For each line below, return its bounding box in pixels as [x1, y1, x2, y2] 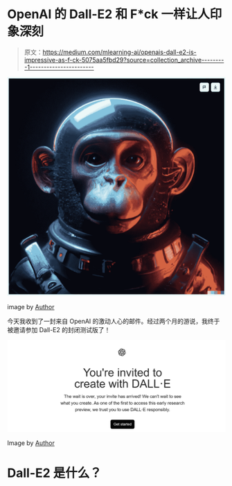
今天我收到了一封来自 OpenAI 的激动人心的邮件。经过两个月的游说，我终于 [7, 317, 220, 325]
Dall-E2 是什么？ [7, 465, 102, 481]
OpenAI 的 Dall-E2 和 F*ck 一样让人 [7, 6, 210, 22]
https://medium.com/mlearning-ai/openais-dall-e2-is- [42, 48, 197, 56]
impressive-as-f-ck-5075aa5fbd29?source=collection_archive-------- [24, 55, 224, 64]
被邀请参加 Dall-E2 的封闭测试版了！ [7, 325, 111, 333]
